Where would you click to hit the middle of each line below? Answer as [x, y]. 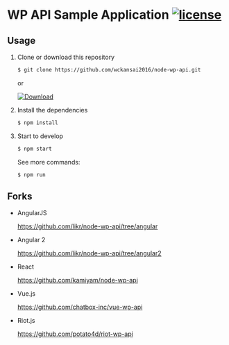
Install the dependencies [52, 110]
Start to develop [40, 136]
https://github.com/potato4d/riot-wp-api [75, 334]
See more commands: [49, 162]
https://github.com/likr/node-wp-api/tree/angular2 [89, 253]
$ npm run [32, 175]
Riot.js [26, 321]
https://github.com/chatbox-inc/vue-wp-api [80, 307]
